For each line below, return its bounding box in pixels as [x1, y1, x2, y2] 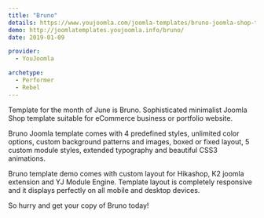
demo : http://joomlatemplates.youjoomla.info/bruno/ [8, 26, 185, 34]
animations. [8, 154, 46, 163]
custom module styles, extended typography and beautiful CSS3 [8, 145, 218, 154]
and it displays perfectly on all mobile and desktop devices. [8, 185, 200, 194]
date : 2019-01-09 [8, 33, 65, 42]
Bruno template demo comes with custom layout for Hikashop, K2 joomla [8, 169, 245, 178]
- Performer [15, 76, 55, 84]
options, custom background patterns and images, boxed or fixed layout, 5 [8, 136, 250, 146]
